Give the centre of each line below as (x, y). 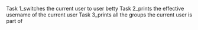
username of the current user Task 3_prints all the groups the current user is (99, 15)
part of (14, 21)
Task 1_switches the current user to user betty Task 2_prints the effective (95, 9)
